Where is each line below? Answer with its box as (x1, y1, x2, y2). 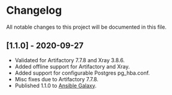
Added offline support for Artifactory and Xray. (14, 63, 130, 70)
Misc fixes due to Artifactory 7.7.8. (14, 75, 99, 82)
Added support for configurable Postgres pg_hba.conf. (14, 69, 150, 76)
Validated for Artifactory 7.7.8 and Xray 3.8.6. (14, 56, 125, 63)
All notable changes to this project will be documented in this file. (6, 23, 167, 30)
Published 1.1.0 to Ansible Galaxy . (14, 82, 97, 89)
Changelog (6, 4, 62, 17)
